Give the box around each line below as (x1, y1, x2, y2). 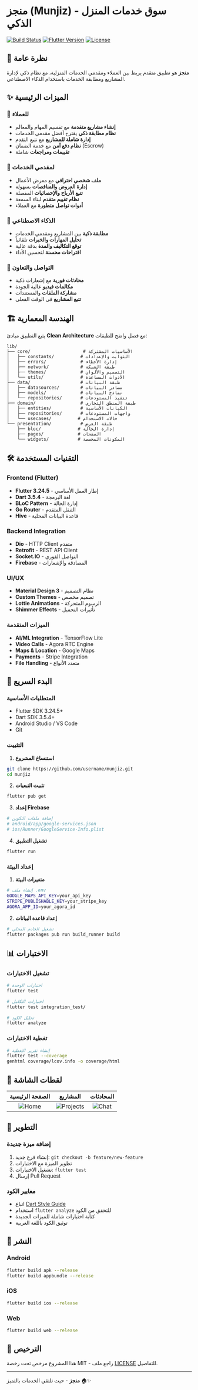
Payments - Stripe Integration (15, 653, 88, 660)
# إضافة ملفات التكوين (6, 815, 53, 821)
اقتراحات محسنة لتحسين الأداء (15, 249, 81, 256)
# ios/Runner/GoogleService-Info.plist (6, 827, 105, 832)
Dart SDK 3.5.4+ (15, 714, 55, 721)
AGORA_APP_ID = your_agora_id (6, 904, 76, 910)
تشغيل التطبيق (15, 837, 48, 844)
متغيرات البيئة (15, 876, 45, 883)
